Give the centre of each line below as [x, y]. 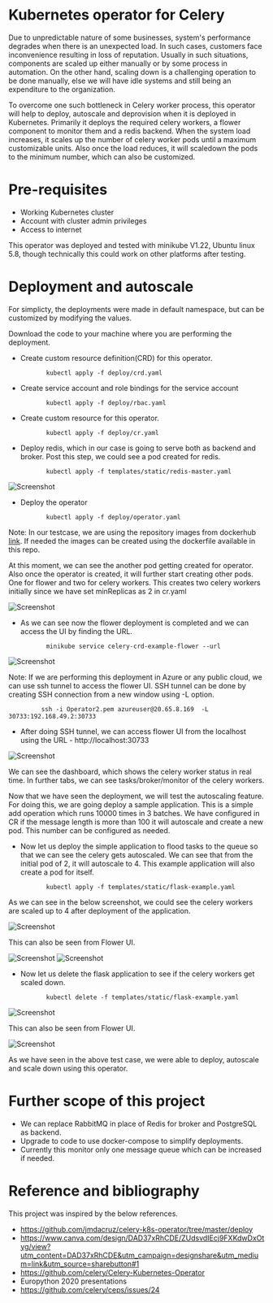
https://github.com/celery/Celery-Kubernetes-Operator [113, 1272]
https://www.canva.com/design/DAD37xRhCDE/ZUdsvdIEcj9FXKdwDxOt [142, 1238]
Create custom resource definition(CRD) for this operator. [116, 358]
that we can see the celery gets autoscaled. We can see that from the [136, 854]
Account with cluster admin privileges [84, 220]
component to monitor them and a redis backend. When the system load [130, 131]
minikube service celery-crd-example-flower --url [133, 646]
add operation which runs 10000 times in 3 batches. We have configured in [134, 813]
